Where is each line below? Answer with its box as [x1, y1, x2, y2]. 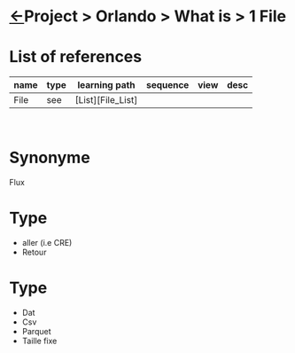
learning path [77, 79, 136, 91]
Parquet [21, 326, 51, 336]
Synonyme [9, 148, 90, 168]
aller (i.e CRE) [21, 238, 73, 247]
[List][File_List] [74, 94, 138, 106]
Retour [21, 247, 47, 257]
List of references [9, 47, 143, 67]
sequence [145, 79, 190, 91]
